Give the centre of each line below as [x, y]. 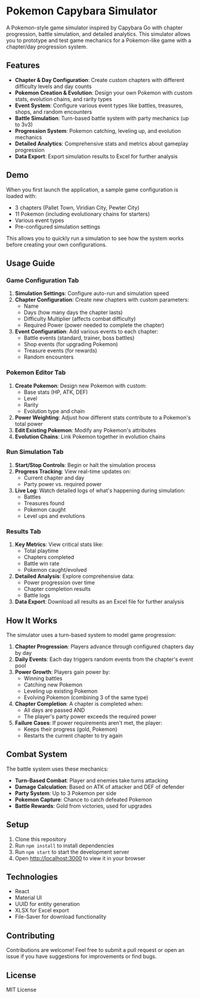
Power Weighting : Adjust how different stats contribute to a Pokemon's [103, 417]
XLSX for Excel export [42, 911]
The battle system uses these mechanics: [57, 769]
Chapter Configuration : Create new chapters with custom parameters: [102, 300]
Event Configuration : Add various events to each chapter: [87, 332]
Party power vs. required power [63, 484]
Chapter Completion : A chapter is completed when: [79, 703]
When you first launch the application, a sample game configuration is [92, 189]
